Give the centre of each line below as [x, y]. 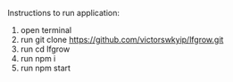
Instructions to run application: [64, 13]
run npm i [38, 58]
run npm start [46, 68]
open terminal [46, 30]
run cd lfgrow [45, 49]
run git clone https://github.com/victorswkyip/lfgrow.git [122, 40]
